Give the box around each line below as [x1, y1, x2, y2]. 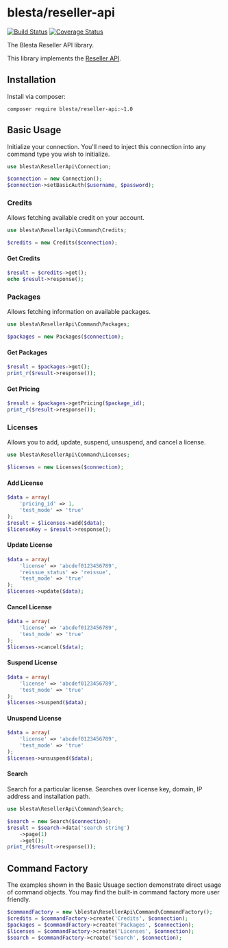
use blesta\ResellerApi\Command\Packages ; [7, 321, 130, 328]
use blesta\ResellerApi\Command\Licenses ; [7, 451, 130, 458]
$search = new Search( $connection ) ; [7, 817, 112, 825]
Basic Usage [7, 124, 62, 136]
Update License [7, 541, 53, 549]
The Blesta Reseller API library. [7, 41, 94, 49]
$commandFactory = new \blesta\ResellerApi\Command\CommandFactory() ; [7, 909, 213, 916]
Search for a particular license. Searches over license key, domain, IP [7, 785, 203, 793]
